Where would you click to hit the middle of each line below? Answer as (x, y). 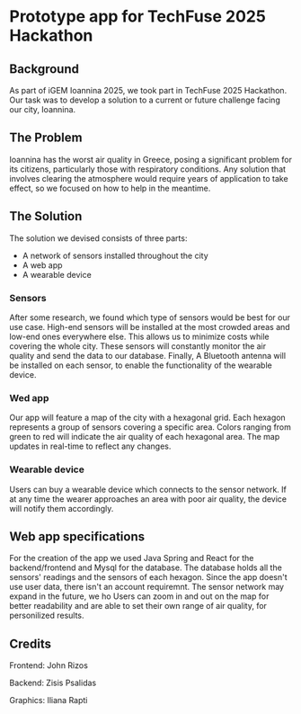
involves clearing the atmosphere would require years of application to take (149, 178)
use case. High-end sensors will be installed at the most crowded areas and (150, 326)
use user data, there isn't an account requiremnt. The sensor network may (147, 587)
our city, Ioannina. (43, 109)
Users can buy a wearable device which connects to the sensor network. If (148, 489)
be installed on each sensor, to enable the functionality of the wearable (141, 365)
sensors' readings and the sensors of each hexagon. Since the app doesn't (148, 577)
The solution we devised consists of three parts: (98, 238)
